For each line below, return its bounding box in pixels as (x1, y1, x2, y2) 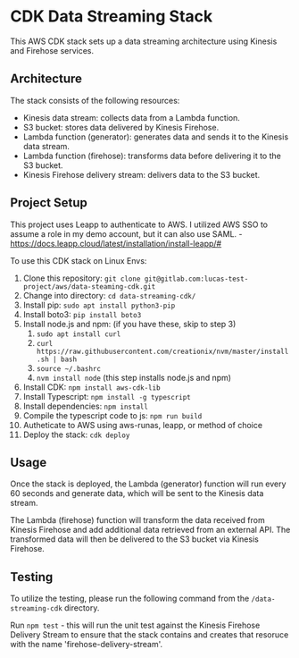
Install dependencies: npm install (22, 401, 148, 411)
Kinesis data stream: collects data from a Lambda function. (22, 112, 240, 122)
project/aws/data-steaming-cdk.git (22, 282, 156, 291)
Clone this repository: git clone (22, 273, 141, 283)
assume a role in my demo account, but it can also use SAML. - (10, 228, 243, 239)
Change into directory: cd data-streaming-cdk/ (22, 290, 196, 300)
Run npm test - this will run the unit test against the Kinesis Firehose (10, 620, 261, 631)
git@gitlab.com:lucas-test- (144, 274, 249, 283)
